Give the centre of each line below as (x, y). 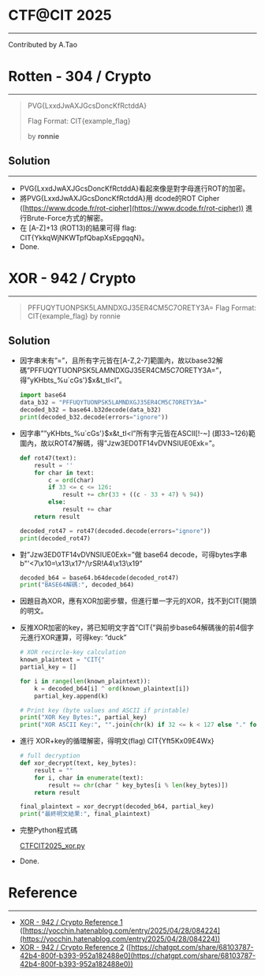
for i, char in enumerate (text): (89, 778)
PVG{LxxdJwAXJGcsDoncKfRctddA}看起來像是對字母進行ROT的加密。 (134, 188)
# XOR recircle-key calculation (73, 653)
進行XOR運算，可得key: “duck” (77, 638)
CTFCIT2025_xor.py (52, 846)
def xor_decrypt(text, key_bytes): (78, 763)
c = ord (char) (71, 480)
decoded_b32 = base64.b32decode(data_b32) (90, 410)
